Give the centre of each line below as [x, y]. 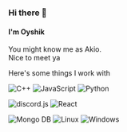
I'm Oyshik [27, 32]
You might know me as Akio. [55, 49]
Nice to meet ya [34, 58]
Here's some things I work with [59, 73]
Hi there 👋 [28, 13]
